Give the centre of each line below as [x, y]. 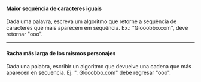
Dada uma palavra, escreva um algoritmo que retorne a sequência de [92, 21]
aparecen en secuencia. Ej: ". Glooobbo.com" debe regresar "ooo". [89, 73]
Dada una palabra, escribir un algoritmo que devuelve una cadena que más [99, 67]
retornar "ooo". [25, 34]
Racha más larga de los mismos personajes [61, 53]
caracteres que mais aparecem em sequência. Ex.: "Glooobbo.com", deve [97, 28]
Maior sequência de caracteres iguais [54, 8]
